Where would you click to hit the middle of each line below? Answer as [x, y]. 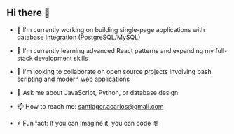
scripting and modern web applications [73, 79]
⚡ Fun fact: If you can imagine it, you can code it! [87, 123]
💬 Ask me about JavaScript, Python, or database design [97, 92]
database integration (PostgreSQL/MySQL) [78, 37]
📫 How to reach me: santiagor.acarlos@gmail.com [90, 106]
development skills [61, 58]
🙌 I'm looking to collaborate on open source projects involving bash [114, 71]
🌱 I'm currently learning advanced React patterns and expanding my [115, 50]
